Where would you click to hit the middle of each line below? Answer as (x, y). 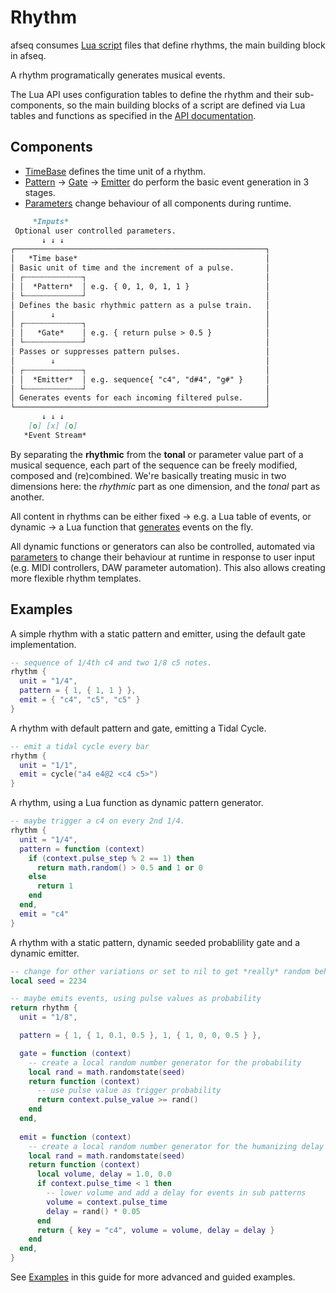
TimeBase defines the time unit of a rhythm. (115, 171)
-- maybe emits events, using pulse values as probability (136, 999)
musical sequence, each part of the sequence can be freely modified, (154, 465)
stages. (40, 192)
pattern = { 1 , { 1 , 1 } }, (78, 691)
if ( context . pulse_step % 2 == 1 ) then (111, 858)
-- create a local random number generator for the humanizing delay (176, 1146)
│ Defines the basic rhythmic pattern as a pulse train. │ (140, 305)
